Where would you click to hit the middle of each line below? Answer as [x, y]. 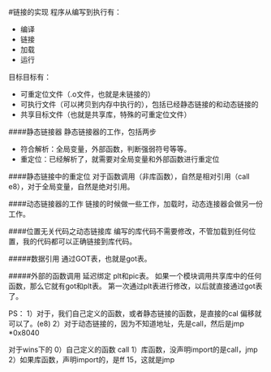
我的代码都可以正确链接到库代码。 [79, 241]
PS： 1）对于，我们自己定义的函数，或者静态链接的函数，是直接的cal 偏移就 [135, 314]
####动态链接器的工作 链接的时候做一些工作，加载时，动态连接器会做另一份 [136, 204]
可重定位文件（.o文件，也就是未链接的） [88, 94]
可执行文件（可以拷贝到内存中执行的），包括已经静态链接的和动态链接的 [139, 104]
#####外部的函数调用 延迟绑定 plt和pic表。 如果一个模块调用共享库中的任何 [135, 276]
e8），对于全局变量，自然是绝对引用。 [71, 186]
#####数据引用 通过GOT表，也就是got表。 [80, 259]
